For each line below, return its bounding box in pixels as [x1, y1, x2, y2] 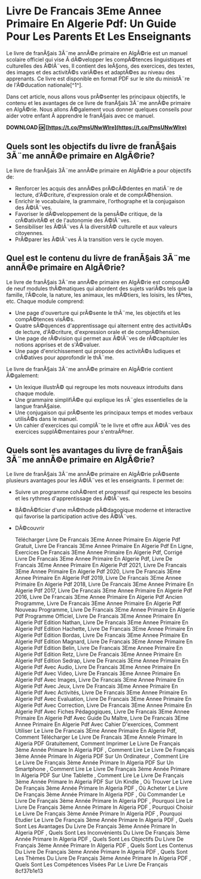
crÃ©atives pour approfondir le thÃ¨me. [14, 354, 114, 361]
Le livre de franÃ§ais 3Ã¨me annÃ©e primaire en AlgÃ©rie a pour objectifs [6, 167, 191, 174]
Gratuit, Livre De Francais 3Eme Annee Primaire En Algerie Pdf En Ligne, [14, 543, 193, 550]
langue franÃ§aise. [14, 402, 62, 410]
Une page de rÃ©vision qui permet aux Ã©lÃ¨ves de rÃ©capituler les [14, 335, 187, 342]
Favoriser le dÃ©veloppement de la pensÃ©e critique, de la [14, 210, 163, 217]
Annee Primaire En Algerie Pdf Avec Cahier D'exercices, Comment [14, 721, 178, 728]
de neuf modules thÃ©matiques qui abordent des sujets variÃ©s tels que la [6, 285, 193, 292]
